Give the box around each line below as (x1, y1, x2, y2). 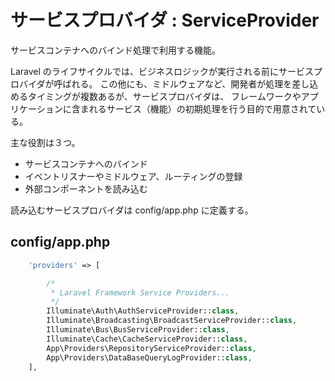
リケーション (10, 102, 63, 115)
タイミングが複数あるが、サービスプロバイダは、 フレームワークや (27, 90, 302, 102)
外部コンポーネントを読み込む (24, 182, 148, 195)
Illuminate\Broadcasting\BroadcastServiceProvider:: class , (46, 316, 298, 326)
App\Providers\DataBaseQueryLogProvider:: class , (46, 352, 253, 363)
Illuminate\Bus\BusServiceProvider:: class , (46, 325, 230, 335)
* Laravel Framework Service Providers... (50, 287, 230, 298)
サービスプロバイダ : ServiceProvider (10, 9, 320, 32)
